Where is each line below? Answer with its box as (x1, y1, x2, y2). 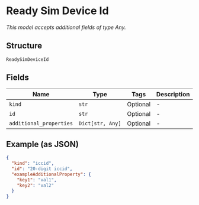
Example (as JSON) (6, 139, 79, 149)
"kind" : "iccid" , (11, 161, 54, 167)
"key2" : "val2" (17, 182, 54, 188)
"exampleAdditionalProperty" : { (11, 171, 92, 177)
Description (156, 90, 190, 98)
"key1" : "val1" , (17, 177, 57, 183)
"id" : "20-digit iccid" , (11, 166, 73, 172)
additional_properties (9, 120, 73, 126)
